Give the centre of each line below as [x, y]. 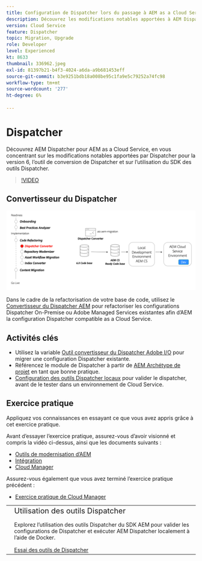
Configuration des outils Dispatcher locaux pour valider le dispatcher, [101, 378]
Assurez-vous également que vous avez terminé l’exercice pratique [90, 478]
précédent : [20, 485]
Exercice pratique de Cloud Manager [60, 496]
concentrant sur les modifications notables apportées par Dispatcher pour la [101, 155]
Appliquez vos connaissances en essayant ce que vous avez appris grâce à [100, 418]
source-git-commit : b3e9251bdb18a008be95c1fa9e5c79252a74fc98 [86, 76]
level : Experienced [31, 51]
